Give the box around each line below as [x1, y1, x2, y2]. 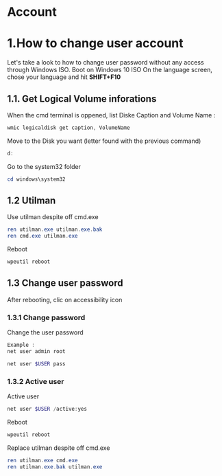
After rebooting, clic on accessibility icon [7, 295, 123, 304]
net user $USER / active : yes [7, 406, 88, 413]
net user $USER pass [7, 360, 66, 367]
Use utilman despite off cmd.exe [7, 213, 99, 221]
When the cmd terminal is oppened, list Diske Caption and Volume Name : [7, 111, 216, 119]
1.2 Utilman [7, 194, 56, 206]
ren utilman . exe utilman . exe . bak [7, 226, 103, 234]
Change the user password [7, 328, 84, 337]
